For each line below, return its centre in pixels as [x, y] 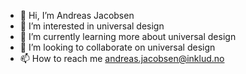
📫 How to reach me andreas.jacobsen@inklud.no [122, 58]
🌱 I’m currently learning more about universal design [128, 36]
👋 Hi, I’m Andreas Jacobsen [77, 15]
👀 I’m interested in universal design [92, 26]
